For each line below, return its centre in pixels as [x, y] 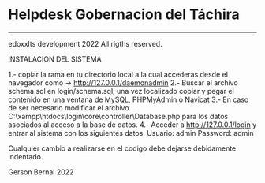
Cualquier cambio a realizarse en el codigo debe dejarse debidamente [122, 148]
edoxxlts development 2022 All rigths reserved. [86, 43]
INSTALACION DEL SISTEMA [55, 59]
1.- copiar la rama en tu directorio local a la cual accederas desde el [118, 74]
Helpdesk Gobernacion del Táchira [124, 15]
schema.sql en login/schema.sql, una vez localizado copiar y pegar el [121, 91]
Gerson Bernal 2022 [41, 172]
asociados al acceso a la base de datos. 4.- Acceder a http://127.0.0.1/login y [132, 125]
